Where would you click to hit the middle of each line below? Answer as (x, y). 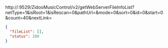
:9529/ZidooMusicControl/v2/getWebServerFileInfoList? (76, 7)
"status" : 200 (24, 36)
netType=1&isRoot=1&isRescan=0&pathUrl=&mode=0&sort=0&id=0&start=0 (84, 12)
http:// (12, 7)
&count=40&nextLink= (29, 18)
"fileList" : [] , (27, 31)
